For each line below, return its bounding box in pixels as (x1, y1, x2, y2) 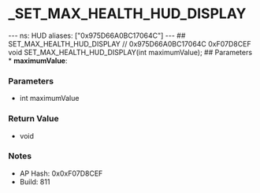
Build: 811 (19, 176, 50, 186)
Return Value (8, 113, 59, 124)
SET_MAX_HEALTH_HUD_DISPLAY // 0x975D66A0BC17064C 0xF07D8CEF (8, 39, 251, 48)
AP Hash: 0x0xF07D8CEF (19, 169, 103, 178)
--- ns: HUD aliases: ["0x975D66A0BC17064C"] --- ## (8, 31, 186, 40)
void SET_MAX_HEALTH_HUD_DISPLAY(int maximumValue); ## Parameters (8, 47, 253, 57)
